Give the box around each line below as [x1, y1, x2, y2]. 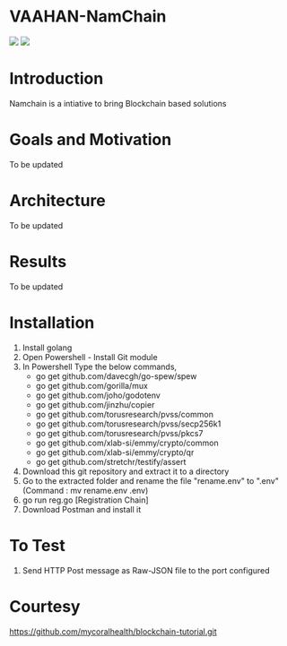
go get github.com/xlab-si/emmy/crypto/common [35, 437, 219, 448]
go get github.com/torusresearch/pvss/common [35, 409, 213, 419]
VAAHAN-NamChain [9, 6, 167, 27]
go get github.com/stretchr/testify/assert [35, 456, 187, 467]
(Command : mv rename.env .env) [22, 485, 149, 495]
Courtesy [9, 596, 81, 616]
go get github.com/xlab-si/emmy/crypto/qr [35, 446, 195, 458]
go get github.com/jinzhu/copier [35, 399, 155, 409]
